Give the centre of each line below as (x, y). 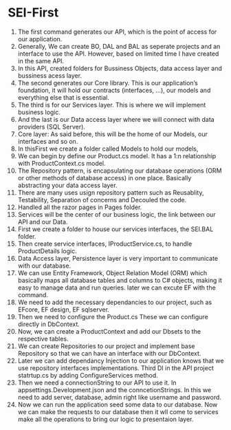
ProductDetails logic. (47, 251)
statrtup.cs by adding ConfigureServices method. (88, 375)
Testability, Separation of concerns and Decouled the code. (102, 200)
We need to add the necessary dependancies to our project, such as (115, 302)
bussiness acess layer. (49, 75)
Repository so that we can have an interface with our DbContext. (109, 353)
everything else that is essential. (63, 97)
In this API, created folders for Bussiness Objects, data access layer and (120, 68)
